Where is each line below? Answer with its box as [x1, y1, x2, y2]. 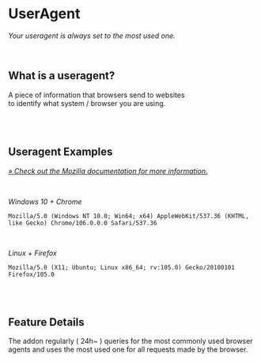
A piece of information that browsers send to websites [8, 90, 185, 100]
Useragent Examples [8, 145, 113, 159]
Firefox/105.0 [8, 270, 55, 278]
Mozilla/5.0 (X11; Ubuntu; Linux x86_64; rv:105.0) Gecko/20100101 [8, 263, 236, 271]
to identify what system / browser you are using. [8, 98, 166, 107]
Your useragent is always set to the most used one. [8, 31, 176, 40]
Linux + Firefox [8, 248, 57, 258]
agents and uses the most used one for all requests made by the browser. [8, 345, 248, 354]
